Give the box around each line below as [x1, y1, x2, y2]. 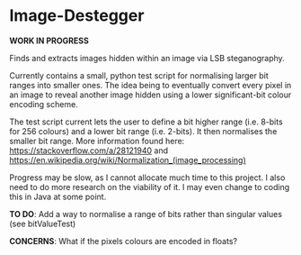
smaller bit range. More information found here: [9, 135, 185, 146]
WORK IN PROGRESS [9, 35, 90, 46]
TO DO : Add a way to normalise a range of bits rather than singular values [9, 208, 283, 219]
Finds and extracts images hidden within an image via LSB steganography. [9, 52, 285, 63]
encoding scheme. [9, 98, 78, 109]
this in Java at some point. [9, 191, 107, 202]
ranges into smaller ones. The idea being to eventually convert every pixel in [9, 79, 292, 90]
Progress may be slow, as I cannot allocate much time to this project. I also [9, 172, 286, 183]
